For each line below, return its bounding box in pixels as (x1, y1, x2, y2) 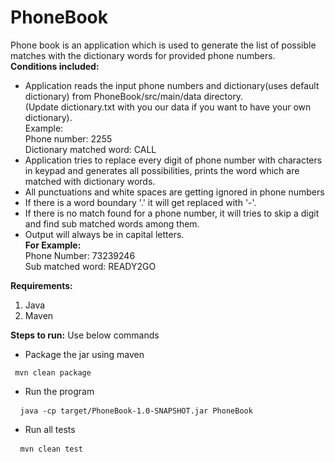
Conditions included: (10, 60, 100, 72)
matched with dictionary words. (24, 175, 156, 187)
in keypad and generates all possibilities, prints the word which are (24, 164, 300, 176)
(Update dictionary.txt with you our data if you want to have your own (24, 101, 312, 113)
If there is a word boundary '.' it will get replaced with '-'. (24, 196, 257, 208)
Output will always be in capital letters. (24, 228, 185, 240)
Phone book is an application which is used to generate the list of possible (10, 39, 317, 51)
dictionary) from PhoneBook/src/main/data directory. (24, 90, 244, 102)
